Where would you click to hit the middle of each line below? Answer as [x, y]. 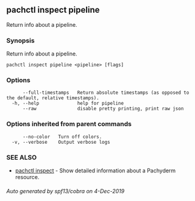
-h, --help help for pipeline [68, 104]
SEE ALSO [22, 157]
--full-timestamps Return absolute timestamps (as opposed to [106, 93]
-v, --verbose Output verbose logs [61, 142]
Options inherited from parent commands [69, 124]
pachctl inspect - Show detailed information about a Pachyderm [95, 171]
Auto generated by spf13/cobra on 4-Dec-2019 [66, 191]
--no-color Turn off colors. [62, 136]
